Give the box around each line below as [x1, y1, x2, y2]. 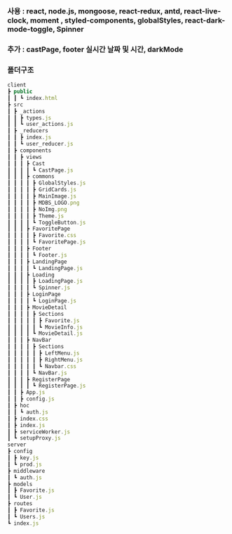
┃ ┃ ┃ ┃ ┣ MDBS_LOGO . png [7, 199, 80, 206]
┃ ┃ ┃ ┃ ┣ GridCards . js [7, 186, 77, 193]
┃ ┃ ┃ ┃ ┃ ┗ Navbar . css [7, 362, 77, 370]
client [7, 82, 27, 89]
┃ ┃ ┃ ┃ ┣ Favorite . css [7, 232, 77, 239]
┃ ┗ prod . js [7, 461, 42, 468]
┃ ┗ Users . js [7, 513, 46, 520]
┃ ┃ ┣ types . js [7, 114, 52, 121]
